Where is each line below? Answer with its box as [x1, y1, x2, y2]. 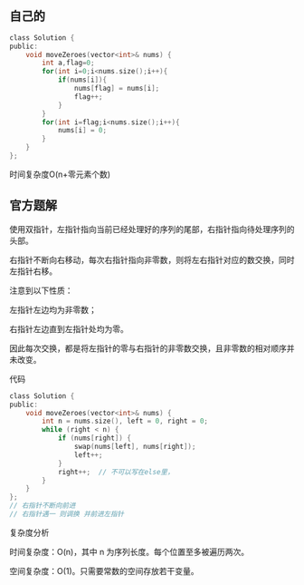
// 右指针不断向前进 [9, 502, 76, 511]
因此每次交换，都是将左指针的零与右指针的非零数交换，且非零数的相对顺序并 [9, 343, 295, 354]
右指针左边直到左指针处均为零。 [9, 323, 128, 334]
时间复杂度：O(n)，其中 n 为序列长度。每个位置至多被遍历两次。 [9, 546, 250, 557]
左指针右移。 [9, 266, 57, 277]
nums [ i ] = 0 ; [57, 126, 107, 135]
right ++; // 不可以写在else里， [57, 467, 175, 476]
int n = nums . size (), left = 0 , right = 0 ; [42, 416, 208, 426]
